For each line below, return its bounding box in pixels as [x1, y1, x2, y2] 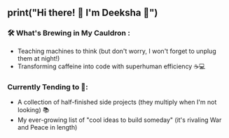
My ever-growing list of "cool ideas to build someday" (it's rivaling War [17, 116, 222, 124]
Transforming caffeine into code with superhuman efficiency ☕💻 [17, 62, 206, 70]
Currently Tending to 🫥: [7, 82, 89, 91]
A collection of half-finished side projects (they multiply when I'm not [17, 98, 217, 106]
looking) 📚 [17, 105, 50, 114]
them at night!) [17, 54, 60, 63]
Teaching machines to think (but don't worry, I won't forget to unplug [17, 47, 216, 55]
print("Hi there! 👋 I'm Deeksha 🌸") [7, 7, 158, 19]
